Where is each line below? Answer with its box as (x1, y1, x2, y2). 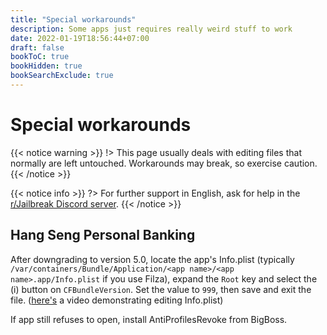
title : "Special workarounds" (10, 14, 137, 25)
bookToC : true (10, 52, 70, 62)
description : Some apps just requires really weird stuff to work (10, 24, 293, 34)
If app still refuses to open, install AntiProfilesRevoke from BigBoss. (10, 313, 288, 325)
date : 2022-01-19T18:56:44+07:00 (10, 33, 150, 43)
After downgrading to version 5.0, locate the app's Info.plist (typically (10, 253, 295, 265)
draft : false (10, 42, 65, 53)
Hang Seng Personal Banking (10, 227, 196, 244)
